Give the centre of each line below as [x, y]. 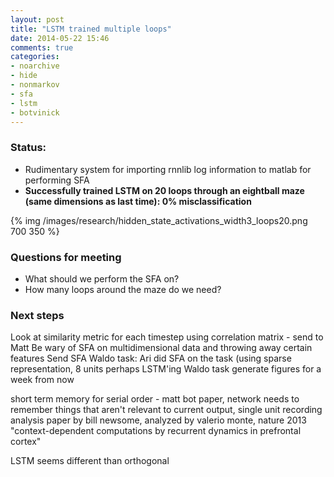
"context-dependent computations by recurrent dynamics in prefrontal [156, 431]
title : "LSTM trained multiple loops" [91, 29]
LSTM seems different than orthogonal [90, 461]
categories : [35, 57]
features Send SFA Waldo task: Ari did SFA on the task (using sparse [151, 358]
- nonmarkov [35, 85]
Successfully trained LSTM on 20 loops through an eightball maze [164, 190]
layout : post [37, 19]
